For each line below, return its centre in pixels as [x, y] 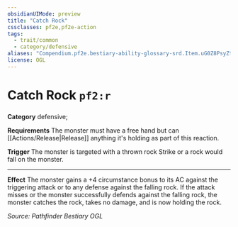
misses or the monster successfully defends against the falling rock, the [112, 194]
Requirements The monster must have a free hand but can [93, 130]
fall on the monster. [35, 159]
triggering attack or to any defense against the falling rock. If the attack [111, 187]
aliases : [20, 54]
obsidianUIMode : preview [44, 14]
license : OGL [27, 60]
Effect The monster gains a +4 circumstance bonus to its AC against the [113, 179]
